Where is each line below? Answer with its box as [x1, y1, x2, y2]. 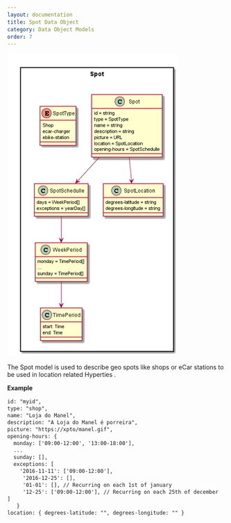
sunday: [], [13, 454, 49, 461]
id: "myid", [7, 399, 42, 405]
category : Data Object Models [7, 26, 95, 33]
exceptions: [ [13, 461, 54, 468]
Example [7, 384, 33, 392]
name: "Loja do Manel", [7, 412, 76, 419]
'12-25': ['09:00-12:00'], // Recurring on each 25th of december [22, 489, 219, 496]
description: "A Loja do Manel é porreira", [7, 419, 138, 426]
